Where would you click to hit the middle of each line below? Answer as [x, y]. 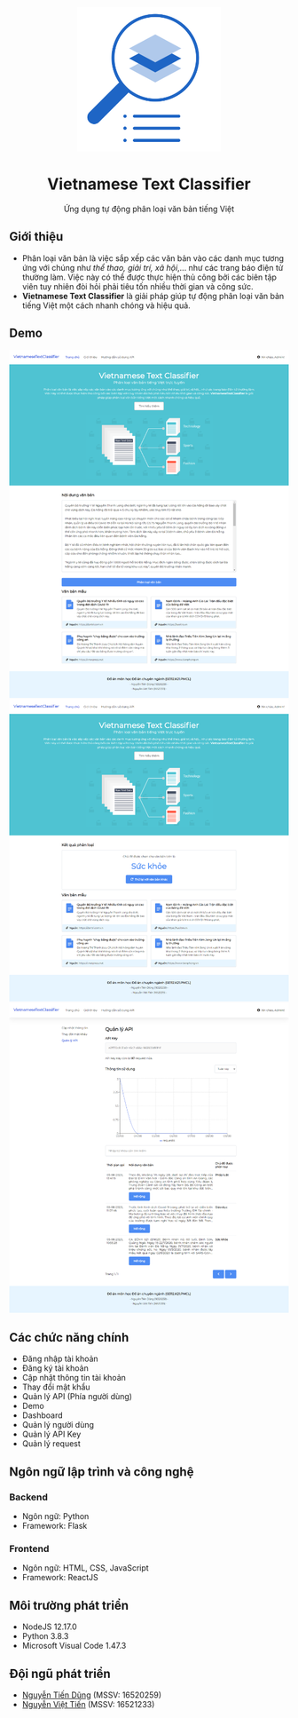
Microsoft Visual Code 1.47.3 [74, 1646]
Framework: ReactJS [60, 1578]
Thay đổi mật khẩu [56, 1387]
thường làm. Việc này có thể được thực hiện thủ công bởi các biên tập [149, 277]
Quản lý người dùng [58, 1425]
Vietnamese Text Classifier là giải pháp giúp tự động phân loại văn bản [153, 296]
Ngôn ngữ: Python [55, 1516]
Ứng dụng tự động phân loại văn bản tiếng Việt [149, 209]
